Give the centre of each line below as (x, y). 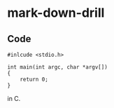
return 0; (34, 79)
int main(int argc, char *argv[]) (58, 67)
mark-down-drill (56, 13)
